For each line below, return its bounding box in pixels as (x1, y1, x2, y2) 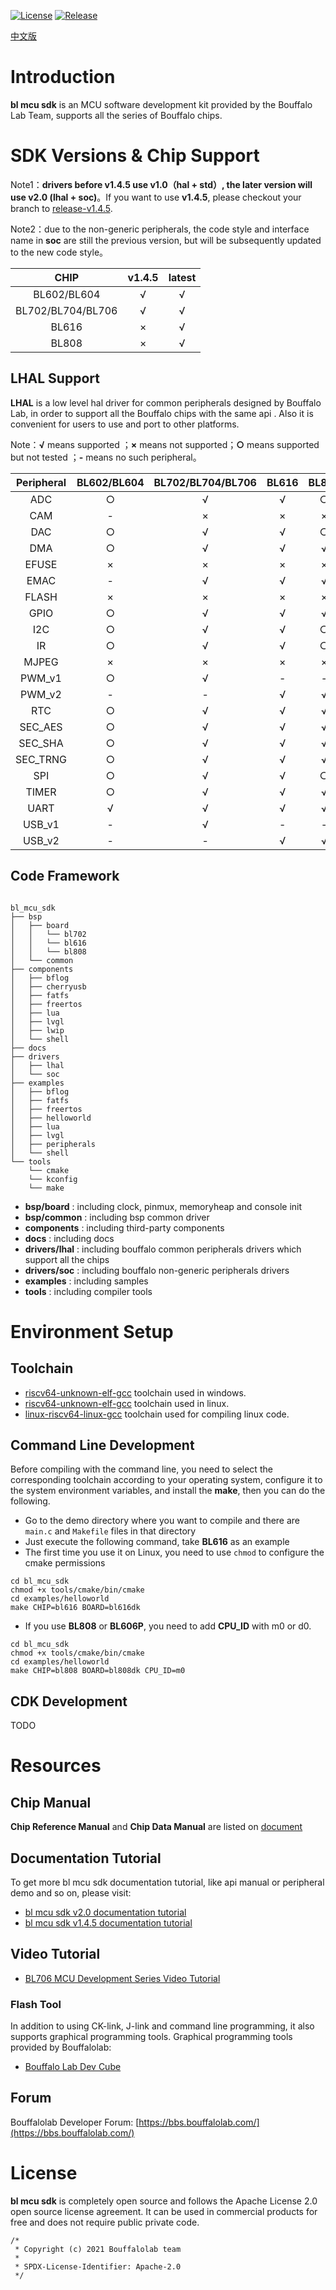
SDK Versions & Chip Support (10, 145, 260, 167)
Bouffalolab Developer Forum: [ (10, 2116, 140, 2128)
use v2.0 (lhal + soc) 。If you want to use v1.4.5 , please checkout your (10, 191, 302, 203)
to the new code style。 (10, 246, 109, 258)
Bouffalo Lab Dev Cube (24, 2061, 122, 2073)
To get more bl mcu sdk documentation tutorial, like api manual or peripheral (10, 1876, 325, 1888)
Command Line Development (10, 1436, 195, 1454)
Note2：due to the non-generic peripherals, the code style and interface (10, 223, 310, 235)
